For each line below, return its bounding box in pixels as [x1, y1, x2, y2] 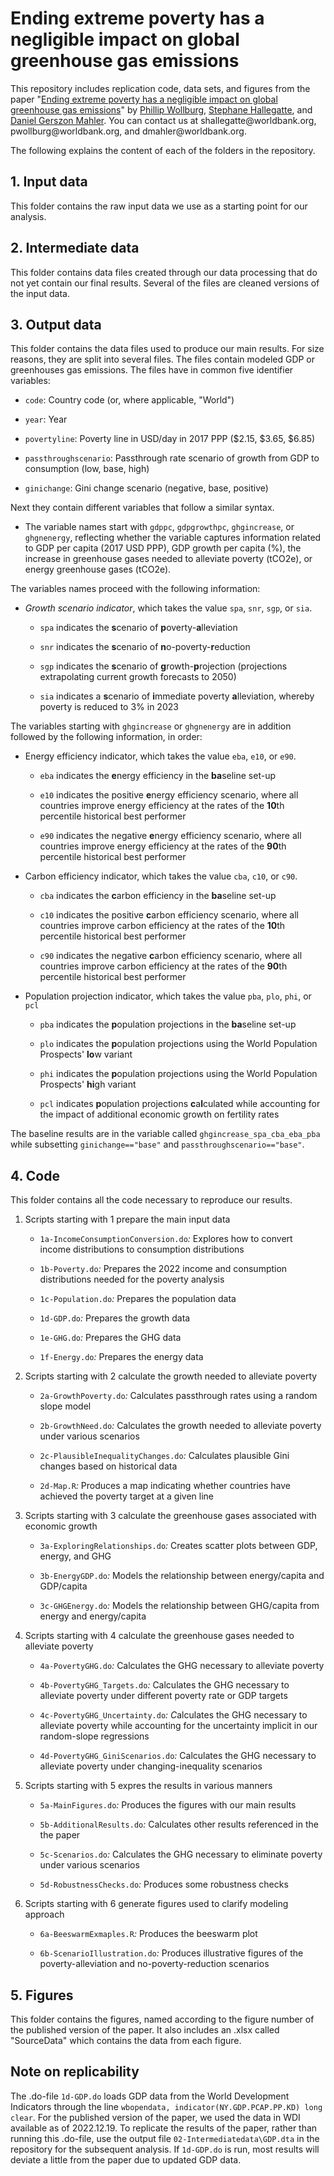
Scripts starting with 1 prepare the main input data [24, 1213, 231, 1226]
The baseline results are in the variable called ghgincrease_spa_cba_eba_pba [10, 1128, 321, 1140]
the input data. [10, 287, 70, 299]
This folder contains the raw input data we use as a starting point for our [10, 200, 308, 212]
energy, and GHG [39, 1550, 112, 1562]
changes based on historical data [39, 1460, 178, 1472]
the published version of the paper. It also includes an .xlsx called [10, 2024, 280, 2036]
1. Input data [10, 173, 88, 191]
